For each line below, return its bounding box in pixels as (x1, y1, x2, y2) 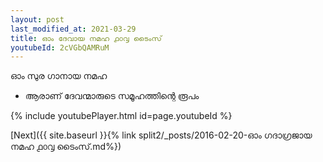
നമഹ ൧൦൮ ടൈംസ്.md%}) (10, 141, 122, 153)
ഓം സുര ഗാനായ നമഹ (10, 70, 108, 82)
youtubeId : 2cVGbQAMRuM (10, 42, 110, 53)
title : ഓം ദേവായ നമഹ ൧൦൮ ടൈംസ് (10, 33, 162, 43)
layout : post (10, 14, 65, 25)
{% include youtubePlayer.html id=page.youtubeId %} (10, 110, 233, 122)
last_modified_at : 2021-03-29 (10, 24, 137, 34)
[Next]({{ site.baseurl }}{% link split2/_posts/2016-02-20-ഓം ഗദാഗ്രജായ (10, 129, 313, 141)
